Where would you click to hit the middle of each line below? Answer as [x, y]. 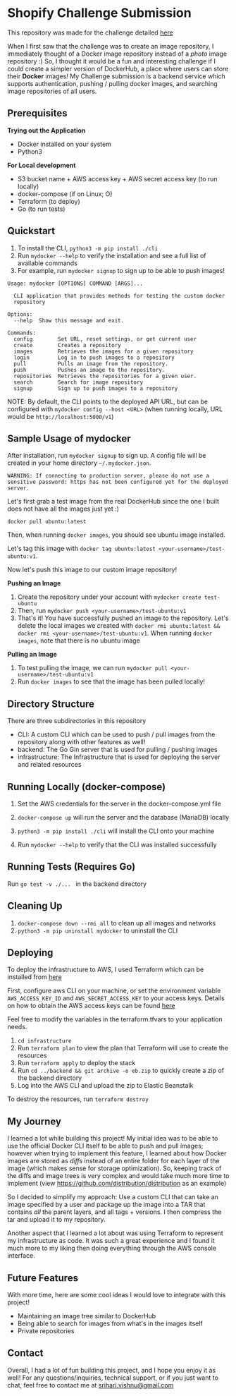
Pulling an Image [32, 655]
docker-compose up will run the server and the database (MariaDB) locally [123, 817]
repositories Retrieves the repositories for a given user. [105, 376]
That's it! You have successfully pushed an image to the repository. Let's [123, 618]
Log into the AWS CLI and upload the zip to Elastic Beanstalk [105, 1086]
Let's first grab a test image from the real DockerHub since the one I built [113, 502]
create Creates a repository [67, 345]
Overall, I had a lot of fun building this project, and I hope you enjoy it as [112, 1370]
